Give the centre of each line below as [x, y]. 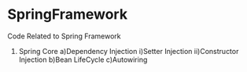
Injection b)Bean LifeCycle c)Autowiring [83, 59]
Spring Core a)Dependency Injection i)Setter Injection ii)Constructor [129, 51]
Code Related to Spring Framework [64, 36]
